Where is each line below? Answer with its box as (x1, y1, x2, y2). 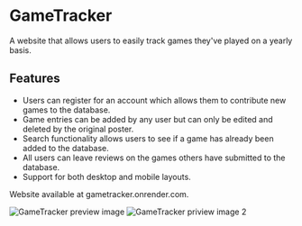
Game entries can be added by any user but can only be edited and (22, 113, 273, 124)
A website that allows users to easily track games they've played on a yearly (9, 35, 293, 46)
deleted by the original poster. (22, 123, 134, 134)
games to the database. (22, 104, 111, 115)
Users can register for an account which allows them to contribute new (22, 95, 287, 105)
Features (9, 71, 60, 86)
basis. (9, 44, 32, 55)
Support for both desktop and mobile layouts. (22, 171, 191, 182)
